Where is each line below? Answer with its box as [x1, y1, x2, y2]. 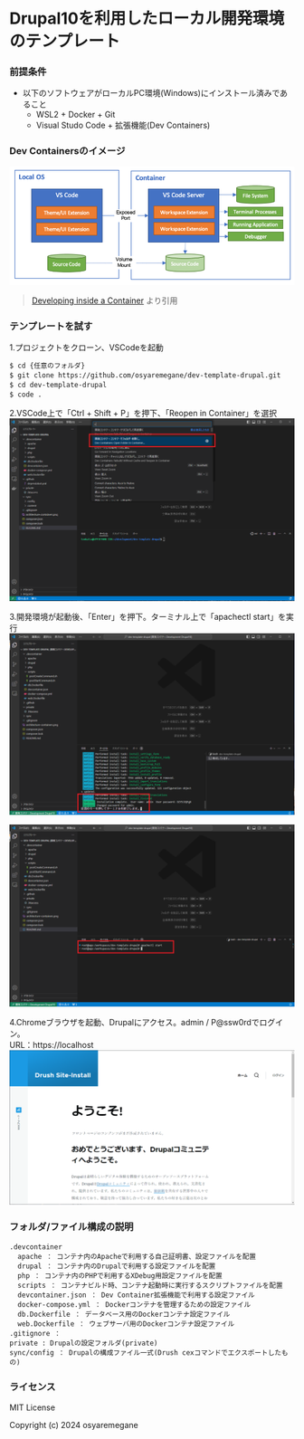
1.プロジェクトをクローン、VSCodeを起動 [9, 342, 165, 353]
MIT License [9, 1402, 56, 1413]
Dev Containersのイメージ [9, 145, 126, 157]
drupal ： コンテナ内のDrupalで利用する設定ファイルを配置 [17, 1262, 216, 1272]
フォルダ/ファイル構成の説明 [9, 1221, 134, 1234]
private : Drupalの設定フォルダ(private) [9, 1339, 158, 1348]
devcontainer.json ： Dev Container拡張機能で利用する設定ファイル [17, 1291, 255, 1300]
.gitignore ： [9, 1329, 62, 1339]
